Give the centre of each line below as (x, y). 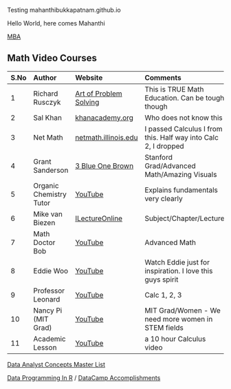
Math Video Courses (52, 58)
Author (45, 77)
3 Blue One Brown (104, 166)
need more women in (178, 319)
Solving (87, 102)
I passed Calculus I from (183, 129)
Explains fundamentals (181, 190)
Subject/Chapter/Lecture (184, 218)
